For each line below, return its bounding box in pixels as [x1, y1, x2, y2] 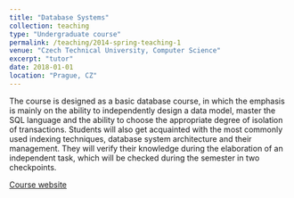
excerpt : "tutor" [9, 54, 74, 63]
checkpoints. [9, 161, 57, 172]
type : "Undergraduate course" [9, 29, 122, 38]
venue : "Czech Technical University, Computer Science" [9, 46, 221, 55]
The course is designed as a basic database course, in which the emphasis [9, 95, 285, 106]
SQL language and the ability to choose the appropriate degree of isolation [9, 114, 283, 125]
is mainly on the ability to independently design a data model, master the [9, 104, 276, 116]
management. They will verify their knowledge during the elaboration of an [9, 143, 283, 153]
